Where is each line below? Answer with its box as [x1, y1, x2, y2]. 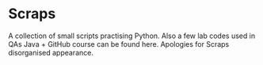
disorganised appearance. [8, 48, 93, 57]
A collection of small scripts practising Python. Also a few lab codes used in [8, 31, 256, 40]
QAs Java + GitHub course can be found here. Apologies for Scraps [8, 39, 230, 48]
